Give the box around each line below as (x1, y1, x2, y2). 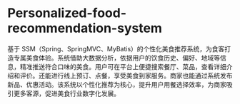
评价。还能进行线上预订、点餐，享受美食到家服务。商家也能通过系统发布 (19, 71, 233, 80)
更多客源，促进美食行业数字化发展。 (13, 89, 120, 98)
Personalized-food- (7, 5, 127, 21)
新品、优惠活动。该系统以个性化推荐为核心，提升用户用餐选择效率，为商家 (7, 80, 226, 88)
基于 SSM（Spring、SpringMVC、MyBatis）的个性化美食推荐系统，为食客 (7, 44, 225, 53)
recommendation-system (7, 20, 163, 36)
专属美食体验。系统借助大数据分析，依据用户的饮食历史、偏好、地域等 (13, 53, 220, 62)
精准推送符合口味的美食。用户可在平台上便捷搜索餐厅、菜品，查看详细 (19, 62, 226, 71)
